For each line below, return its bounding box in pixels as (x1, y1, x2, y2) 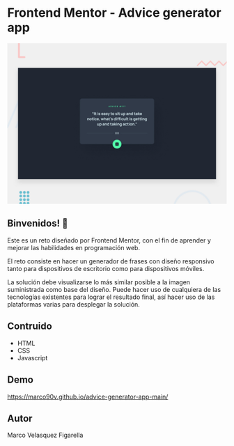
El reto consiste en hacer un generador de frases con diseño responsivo (7, 256, 214, 266)
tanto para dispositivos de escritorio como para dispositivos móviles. (7, 264, 205, 272)
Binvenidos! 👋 (7, 217, 68, 229)
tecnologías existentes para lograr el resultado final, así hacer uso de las (7, 293, 215, 301)
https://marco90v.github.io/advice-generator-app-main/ (7, 392, 169, 401)
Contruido (7, 321, 52, 332)
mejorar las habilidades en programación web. (7, 243, 141, 252)
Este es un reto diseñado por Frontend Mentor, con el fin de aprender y (7, 236, 211, 245)
